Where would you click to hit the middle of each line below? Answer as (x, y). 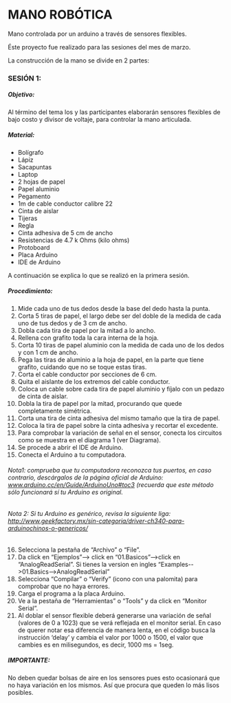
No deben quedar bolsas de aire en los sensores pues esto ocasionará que (114, 678)
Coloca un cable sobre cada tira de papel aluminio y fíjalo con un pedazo (121, 389)
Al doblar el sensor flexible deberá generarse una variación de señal (114, 615)
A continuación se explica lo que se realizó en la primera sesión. (99, 275)
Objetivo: (21, 95)
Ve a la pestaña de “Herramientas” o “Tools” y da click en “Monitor (112, 601)
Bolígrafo (31, 152)
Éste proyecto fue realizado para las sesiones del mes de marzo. (99, 47)
